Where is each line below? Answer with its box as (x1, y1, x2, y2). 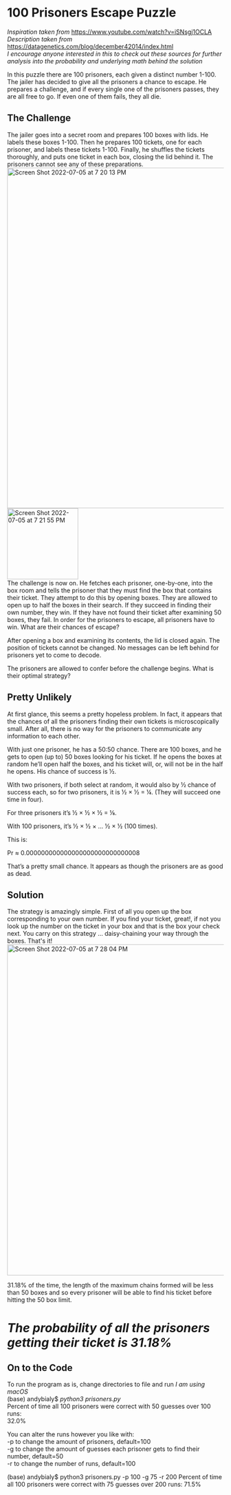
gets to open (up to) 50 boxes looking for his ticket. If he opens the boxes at (7, 752, 222, 761)
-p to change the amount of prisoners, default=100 (7, 1438, 151, 1446)
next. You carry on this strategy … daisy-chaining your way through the (7, 930, 209, 938)
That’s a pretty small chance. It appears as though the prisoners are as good (7, 862, 223, 870)
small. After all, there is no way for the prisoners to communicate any (7, 724, 202, 732)
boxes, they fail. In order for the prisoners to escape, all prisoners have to (7, 615, 215, 623)
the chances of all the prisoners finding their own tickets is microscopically (7, 717, 219, 725)
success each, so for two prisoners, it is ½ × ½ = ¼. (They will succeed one (7, 787, 221, 796)
